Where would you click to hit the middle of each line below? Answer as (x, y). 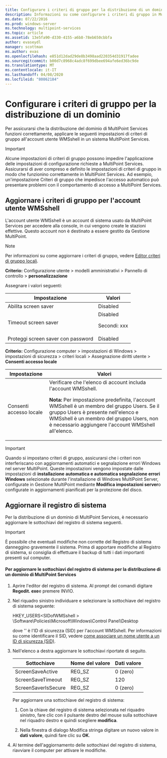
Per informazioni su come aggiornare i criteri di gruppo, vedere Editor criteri (83, 255)
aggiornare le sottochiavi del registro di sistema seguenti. (64, 523)
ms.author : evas (22, 51)
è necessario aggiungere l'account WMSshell (102, 424)
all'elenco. (61, 431)
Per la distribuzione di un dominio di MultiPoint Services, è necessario (77, 517)
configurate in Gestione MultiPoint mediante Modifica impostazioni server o (83, 484)
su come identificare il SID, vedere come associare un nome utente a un (86, 636)
